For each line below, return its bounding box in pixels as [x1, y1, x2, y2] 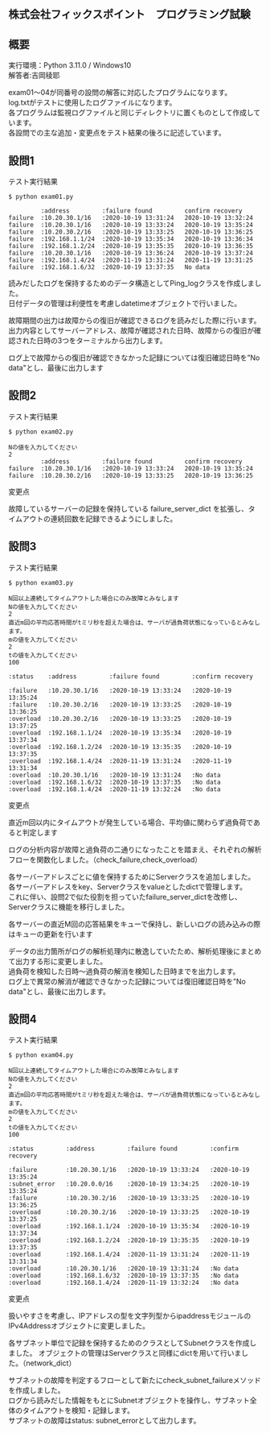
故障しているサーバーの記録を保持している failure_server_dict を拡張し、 [8, 503, 249, 513]
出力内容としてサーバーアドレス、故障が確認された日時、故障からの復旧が [8, 325, 255, 336]
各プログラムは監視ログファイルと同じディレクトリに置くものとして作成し [8, 108, 254, 118]
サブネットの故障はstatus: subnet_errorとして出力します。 [8, 1416, 201, 1426]
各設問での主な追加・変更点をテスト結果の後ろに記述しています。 [8, 128, 227, 138]
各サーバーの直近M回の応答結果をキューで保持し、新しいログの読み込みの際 [8, 919, 261, 929]
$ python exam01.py [8, 193, 74, 201]
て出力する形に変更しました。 [8, 956, 107, 966]
